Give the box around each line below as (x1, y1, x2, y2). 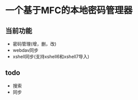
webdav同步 (12, 47, 39, 53)
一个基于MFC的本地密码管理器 (5, 5, 133, 16)
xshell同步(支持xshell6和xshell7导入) (12, 54, 90, 59)
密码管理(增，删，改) (12, 41, 57, 47)
